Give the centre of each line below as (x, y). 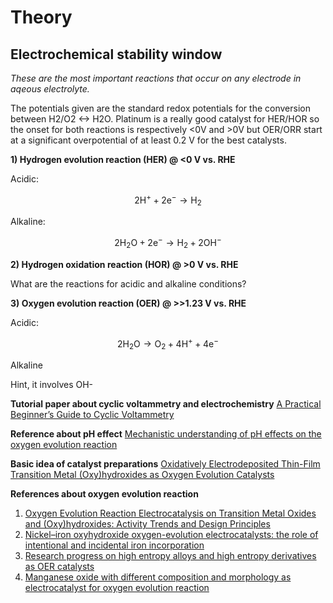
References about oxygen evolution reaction (104, 494)
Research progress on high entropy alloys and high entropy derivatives (170, 556)
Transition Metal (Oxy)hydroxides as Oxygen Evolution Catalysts (142, 475)
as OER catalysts (59, 567)
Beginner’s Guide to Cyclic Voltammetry (92, 415)
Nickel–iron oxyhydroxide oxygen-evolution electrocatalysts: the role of (171, 535)
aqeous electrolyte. (50, 89)
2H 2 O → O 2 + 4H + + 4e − (168, 344)
